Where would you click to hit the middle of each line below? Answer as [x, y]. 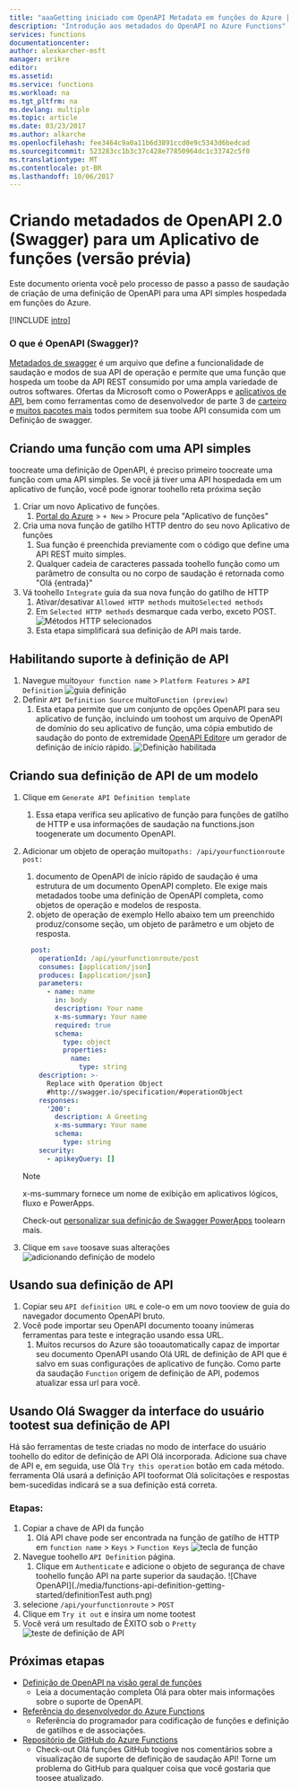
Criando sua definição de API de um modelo [134, 776]
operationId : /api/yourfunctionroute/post [119, 958]
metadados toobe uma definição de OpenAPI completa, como [149, 895]
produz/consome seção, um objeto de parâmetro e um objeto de [155, 924]
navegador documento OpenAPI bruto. [94, 1316]
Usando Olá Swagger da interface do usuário [137, 1411]
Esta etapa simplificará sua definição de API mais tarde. [138, 630]
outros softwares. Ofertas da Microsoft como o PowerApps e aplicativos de [148, 392]
